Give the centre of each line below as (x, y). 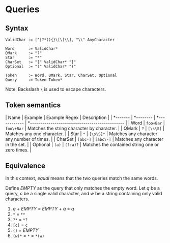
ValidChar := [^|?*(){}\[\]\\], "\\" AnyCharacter (60, 40)
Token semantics (33, 105)
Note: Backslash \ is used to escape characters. (56, 89)
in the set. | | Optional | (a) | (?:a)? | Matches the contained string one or (82, 144)
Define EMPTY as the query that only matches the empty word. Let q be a (83, 188)
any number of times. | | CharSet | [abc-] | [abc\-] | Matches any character (84, 139)
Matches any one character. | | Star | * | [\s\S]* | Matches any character (81, 134)
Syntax (17, 28)
